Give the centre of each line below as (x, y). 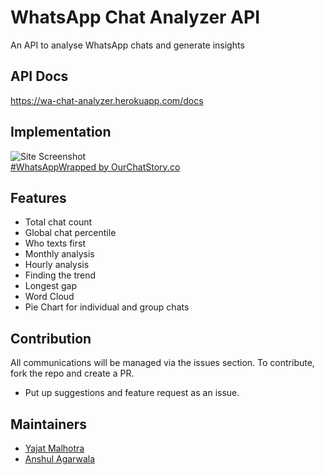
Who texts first (55, 243)
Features (38, 197)
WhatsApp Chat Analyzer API (135, 17)
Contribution (51, 338)
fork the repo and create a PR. (72, 373)
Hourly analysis (57, 265)
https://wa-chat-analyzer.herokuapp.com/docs (107, 100)
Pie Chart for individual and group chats (107, 307)
